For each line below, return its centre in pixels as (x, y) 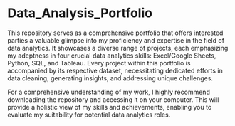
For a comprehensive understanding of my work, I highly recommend (109, 92)
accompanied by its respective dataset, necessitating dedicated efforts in (115, 70)
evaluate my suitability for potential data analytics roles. (89, 115)
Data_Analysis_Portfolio (80, 13)
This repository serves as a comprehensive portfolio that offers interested (115, 33)
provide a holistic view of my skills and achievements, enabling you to (110, 107)
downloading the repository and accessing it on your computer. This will (113, 99)
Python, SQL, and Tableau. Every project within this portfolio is (99, 63)
